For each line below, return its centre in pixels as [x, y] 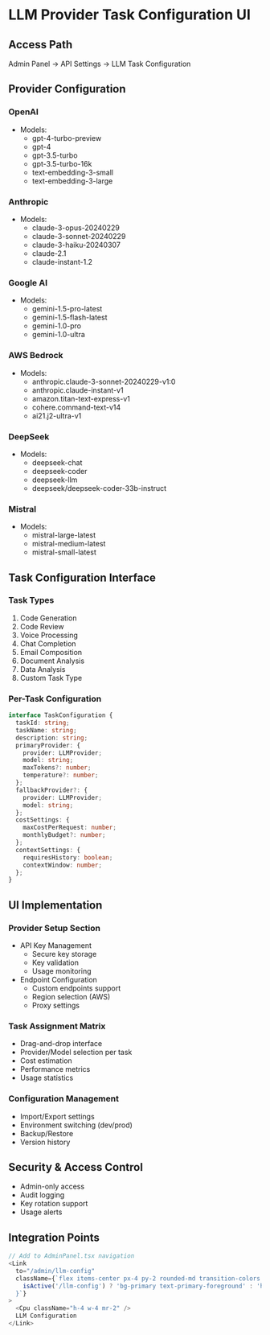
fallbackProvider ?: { [52, 790]
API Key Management [56, 945]
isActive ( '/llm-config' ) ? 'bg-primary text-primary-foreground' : [138, 1286]
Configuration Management [63, 1098]
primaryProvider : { [48, 745]
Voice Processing [49, 635]
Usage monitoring [61, 970]
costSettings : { [43, 820]
